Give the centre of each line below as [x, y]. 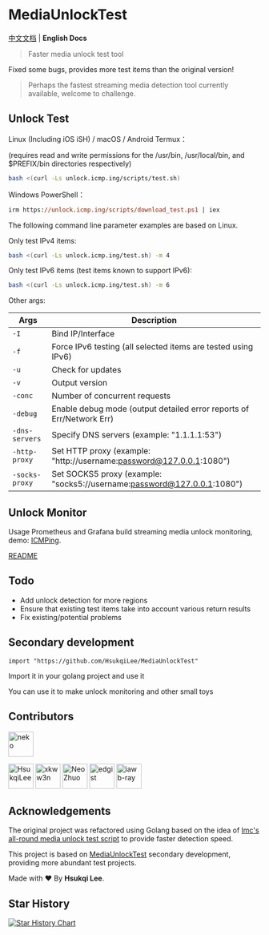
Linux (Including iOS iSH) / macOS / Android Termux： [98, 139]
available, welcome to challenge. [82, 93]
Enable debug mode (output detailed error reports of [151, 409]
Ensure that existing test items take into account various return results [135, 609]
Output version [80, 383]
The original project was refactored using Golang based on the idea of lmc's [134, 830]
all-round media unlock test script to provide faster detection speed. [121, 839]
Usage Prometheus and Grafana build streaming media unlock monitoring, [130, 532]
